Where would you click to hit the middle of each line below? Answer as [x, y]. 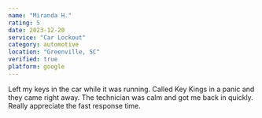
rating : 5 [24, 23]
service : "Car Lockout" [47, 37]
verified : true [33, 60]
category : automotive [44, 45]
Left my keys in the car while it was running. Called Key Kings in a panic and [131, 89]
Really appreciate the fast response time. [75, 105]
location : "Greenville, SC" [54, 52]
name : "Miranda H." [40, 15]
